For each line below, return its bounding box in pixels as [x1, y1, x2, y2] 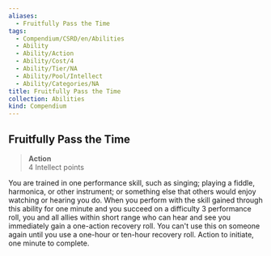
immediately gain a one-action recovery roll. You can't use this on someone [8, 220, 260, 231]
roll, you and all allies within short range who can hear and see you [8, 212, 231, 222]
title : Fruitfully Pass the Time [8, 87, 121, 96]
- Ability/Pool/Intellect [15, 72, 104, 80]
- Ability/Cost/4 [15, 58, 74, 66]
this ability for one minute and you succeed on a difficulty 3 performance [8, 203, 252, 213]
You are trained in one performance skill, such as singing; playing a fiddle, [8, 177, 255, 187]
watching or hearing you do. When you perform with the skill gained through [8, 195, 263, 205]
